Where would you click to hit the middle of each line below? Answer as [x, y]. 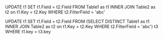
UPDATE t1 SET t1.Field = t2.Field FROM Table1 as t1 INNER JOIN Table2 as [80, 7]
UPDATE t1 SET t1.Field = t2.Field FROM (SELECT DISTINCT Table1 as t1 [77, 21]
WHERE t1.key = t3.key [28, 32]
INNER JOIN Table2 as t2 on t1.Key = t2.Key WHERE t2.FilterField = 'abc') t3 [82, 26]
